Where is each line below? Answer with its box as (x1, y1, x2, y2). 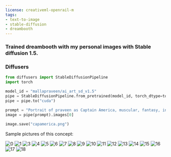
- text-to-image (5, 17, 40, 22)
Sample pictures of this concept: (5, 131, 74, 137)
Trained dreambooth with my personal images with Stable (5, 43, 151, 50)
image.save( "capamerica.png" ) (5, 122, 70, 127)
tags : (5, 12, 17, 17)
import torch (5, 80, 33, 85)
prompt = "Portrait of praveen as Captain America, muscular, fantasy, (5, 108, 160, 113)
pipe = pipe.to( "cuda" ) (5, 98, 56, 103)
